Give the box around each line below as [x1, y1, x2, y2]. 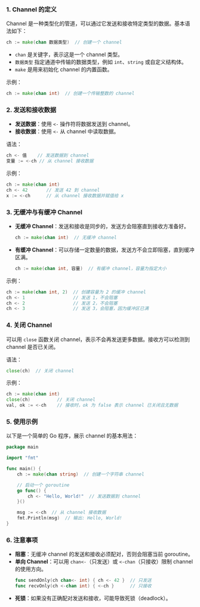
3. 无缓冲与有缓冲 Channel [6, 208, 82, 216]
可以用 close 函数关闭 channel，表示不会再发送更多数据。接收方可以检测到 [6, 336, 190, 343]
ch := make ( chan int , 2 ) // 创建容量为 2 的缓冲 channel [6, 289, 146, 295]
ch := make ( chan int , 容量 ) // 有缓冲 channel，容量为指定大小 [14, 265, 167, 271]
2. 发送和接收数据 [6, 106, 57, 114]
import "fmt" [6, 455, 39, 461]
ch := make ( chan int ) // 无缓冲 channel [14, 235, 117, 241]
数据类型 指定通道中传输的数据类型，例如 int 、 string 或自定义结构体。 [14, 59, 187, 66]
